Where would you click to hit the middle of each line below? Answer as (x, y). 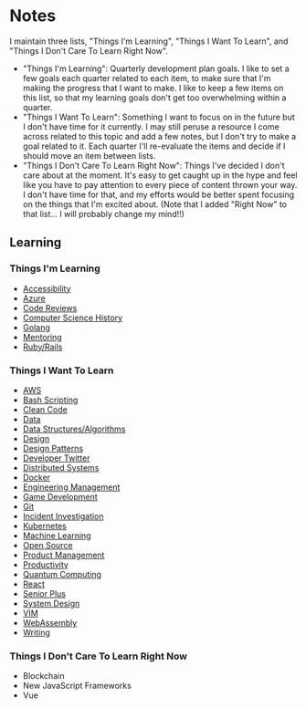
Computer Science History (73, 318)
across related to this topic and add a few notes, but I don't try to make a (159, 136)
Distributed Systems (61, 467)
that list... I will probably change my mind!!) (104, 213)
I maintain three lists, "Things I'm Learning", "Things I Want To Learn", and (149, 41)
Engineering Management (71, 487)
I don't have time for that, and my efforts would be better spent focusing (158, 194)
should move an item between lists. (89, 155)
